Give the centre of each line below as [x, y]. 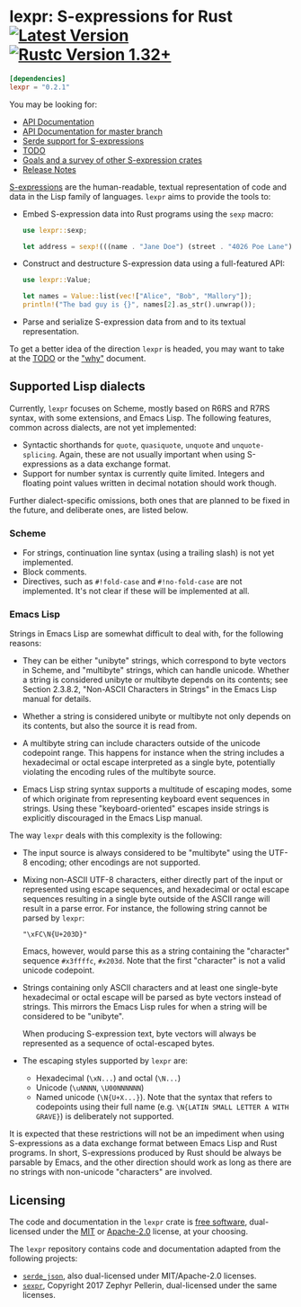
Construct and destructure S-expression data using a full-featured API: [154, 263]
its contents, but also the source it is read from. [110, 726]
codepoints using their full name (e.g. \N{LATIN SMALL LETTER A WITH [162, 1107]
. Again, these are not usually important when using [150, 454]
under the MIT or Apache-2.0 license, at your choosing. [146, 1231]
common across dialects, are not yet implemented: [103, 427]
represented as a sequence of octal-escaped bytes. [119, 1044]
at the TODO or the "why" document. [78, 359]
